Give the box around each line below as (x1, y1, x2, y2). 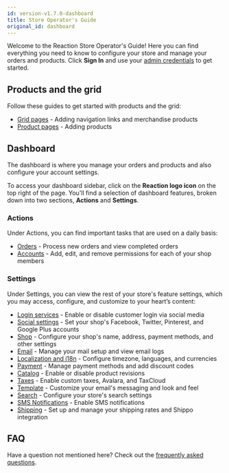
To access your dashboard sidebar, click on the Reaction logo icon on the (7, 182, 216, 189)
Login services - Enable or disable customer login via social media (16, 311, 204, 319)
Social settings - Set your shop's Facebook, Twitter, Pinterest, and (16, 317, 204, 326)
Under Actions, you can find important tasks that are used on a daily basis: (7, 229, 218, 238)
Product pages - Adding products (16, 123, 112, 131)
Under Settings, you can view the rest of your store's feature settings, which (7, 290, 223, 298)
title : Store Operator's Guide (7, 17, 97, 23)
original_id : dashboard (7, 23, 75, 30)
